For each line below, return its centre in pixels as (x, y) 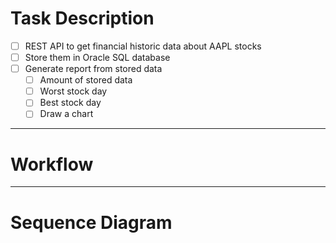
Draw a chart (66, 114)
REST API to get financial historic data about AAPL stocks (143, 46)
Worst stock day (73, 91)
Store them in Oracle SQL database (97, 57)
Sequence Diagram (91, 222)
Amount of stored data (86, 80)
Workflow (52, 164)
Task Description (82, 18)
